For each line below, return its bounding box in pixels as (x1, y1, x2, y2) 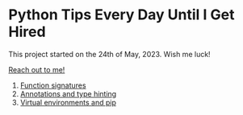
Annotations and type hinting (19, 88, 117, 98)
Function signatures (19, 80, 86, 90)
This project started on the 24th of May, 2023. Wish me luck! (8, 49, 212, 59)
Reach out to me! (8, 64, 65, 74)
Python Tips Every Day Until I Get (8, 6, 235, 24)
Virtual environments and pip (19, 97, 117, 107)
